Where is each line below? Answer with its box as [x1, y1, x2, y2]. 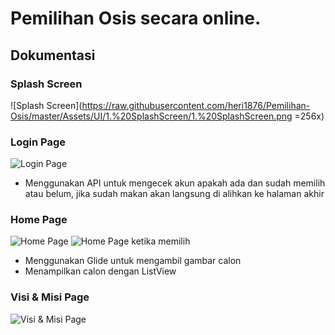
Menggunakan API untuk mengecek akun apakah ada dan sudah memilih [24, 177, 326, 189]
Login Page [10, 135, 67, 149]
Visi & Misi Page [10, 290, 90, 304]
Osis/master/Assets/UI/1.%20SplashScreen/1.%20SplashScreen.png [10, 110, 293, 122]
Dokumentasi [10, 47, 96, 64]
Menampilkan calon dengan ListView [24, 265, 177, 277]
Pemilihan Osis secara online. [10, 7, 262, 30]
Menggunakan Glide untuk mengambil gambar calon [24, 255, 242, 267]
